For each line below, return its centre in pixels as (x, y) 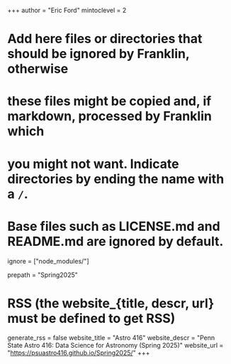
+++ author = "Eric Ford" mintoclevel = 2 (67, 10)
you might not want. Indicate (93, 164)
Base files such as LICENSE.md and (114, 226)
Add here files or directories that (105, 39)
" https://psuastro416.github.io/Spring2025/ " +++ (79, 353)
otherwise (38, 69)
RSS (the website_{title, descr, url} (111, 303)
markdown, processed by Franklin (110, 116)
